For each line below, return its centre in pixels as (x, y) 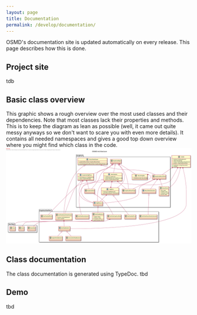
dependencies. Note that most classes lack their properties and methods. (95, 120)
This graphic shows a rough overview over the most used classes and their (97, 114)
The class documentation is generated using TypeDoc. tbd (77, 274)
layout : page (22, 12)
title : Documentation (33, 19)
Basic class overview (46, 100)
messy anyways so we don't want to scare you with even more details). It (95, 133)
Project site (27, 67)
